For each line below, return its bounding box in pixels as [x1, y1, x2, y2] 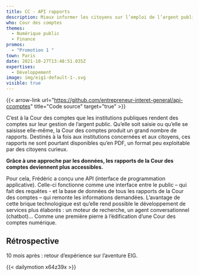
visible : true [6, 81, 41, 86]
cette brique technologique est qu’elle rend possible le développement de [6, 200, 186, 207]
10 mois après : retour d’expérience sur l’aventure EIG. [6, 252, 138, 259]
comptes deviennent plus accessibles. [6, 163, 104, 171]
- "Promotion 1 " [11, 47, 54, 53]
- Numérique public [11, 31, 60, 37]
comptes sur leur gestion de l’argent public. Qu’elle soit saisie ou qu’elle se [6, 121, 188, 127]
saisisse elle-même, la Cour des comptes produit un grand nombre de [6, 127, 177, 134]
